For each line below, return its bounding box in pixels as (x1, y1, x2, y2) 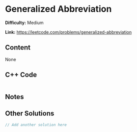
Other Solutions (5, 109, 55, 118)
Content (5, 43, 31, 52)
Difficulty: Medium (5, 20, 44, 26)
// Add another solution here (5, 122, 67, 127)
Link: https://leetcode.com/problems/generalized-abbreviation (5, 29, 132, 35)
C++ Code (5, 71, 37, 79)
